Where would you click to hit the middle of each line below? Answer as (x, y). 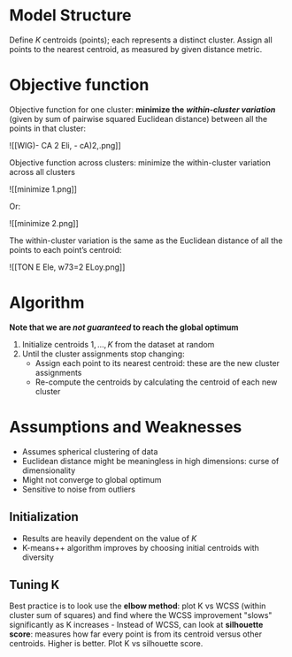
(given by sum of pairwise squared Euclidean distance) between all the (138, 118)
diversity (38, 557)
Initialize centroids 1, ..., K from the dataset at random (118, 344)
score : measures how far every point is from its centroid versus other (136, 634)
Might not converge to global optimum (92, 479)
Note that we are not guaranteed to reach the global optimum (124, 327)
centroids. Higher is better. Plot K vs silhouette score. (106, 644)
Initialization (44, 517)
